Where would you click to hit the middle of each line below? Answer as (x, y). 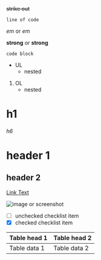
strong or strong (27, 43)
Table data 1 (27, 248)
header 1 (28, 155)
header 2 (24, 178)
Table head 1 (28, 238)
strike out (18, 9)
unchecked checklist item (47, 216)
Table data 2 (71, 248)
